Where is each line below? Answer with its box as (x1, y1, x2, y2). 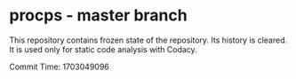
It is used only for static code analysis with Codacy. (9, 43, 197, 54)
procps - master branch (9, 5, 188, 26)
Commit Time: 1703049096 (9, 61, 109, 72)
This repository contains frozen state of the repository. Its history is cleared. (9, 35, 287, 45)
